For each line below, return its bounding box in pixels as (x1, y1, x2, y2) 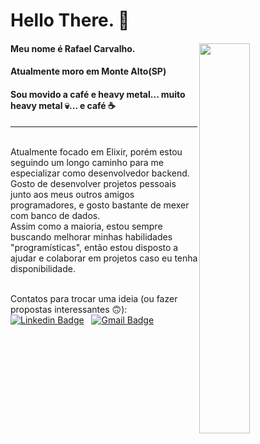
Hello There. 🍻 (10, 9, 130, 32)
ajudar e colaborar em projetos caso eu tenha (10, 252, 198, 264)
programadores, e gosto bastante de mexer (10, 199, 190, 211)
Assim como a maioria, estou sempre (10, 220, 163, 232)
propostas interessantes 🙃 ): (10, 303, 128, 315)
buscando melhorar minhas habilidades (10, 230, 173, 243)
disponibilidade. (10, 262, 76, 274)
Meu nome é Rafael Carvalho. (10, 42, 136, 54)
